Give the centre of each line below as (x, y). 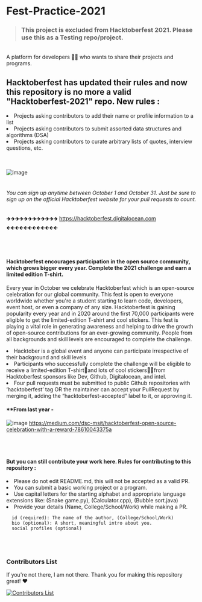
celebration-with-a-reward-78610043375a (59, 429)
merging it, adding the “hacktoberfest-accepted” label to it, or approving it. (99, 395)
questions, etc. (25, 148)
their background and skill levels (46, 357)
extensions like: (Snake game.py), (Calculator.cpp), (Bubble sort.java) (92, 501)
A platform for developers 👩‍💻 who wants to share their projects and (90, 57)
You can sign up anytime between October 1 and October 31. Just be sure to (101, 193)
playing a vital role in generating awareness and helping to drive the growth (100, 326)
